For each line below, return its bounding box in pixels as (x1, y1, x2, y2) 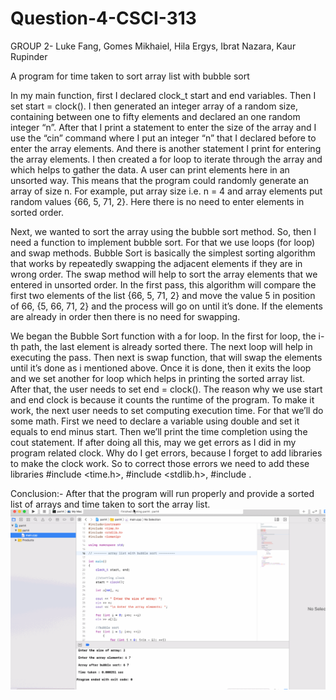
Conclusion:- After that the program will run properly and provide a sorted (10, 487, 315, 499)
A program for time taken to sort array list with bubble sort (10, 70, 250, 82)
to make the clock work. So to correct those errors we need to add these (10, 457, 310, 469)
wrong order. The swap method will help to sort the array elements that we (10, 268, 318, 280)
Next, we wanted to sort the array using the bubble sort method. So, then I (10, 225, 317, 237)
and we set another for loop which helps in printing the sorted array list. (10, 372, 306, 384)
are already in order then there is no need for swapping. (10, 310, 241, 322)
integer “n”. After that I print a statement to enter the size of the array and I (10, 121, 317, 133)
